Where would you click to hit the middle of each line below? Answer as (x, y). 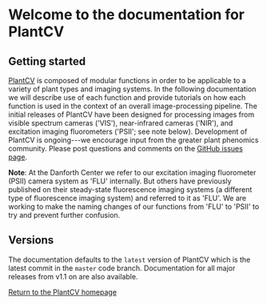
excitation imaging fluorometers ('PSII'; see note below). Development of (128, 131)
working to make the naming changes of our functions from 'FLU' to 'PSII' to (134, 207)
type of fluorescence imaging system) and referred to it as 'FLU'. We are (128, 198)
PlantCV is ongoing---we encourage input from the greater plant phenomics (133, 140)
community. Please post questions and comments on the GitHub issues (126, 148)
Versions (31, 241)
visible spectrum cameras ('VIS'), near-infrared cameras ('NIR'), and (121, 123)
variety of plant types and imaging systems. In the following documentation (132, 89)
